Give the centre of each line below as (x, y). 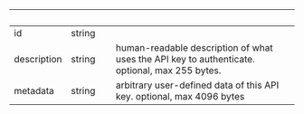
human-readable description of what (195, 47)
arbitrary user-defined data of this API (198, 85)
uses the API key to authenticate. (185, 59)
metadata (34, 91)
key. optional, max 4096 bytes (180, 96)
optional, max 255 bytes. (169, 70)
